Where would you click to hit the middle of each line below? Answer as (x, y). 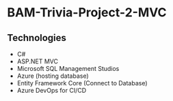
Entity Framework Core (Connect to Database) (82, 83)
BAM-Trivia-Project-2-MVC (87, 13)
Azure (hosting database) (53, 76)
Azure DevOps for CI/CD (52, 90)
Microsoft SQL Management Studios (68, 69)
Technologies (37, 38)
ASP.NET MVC (37, 61)
